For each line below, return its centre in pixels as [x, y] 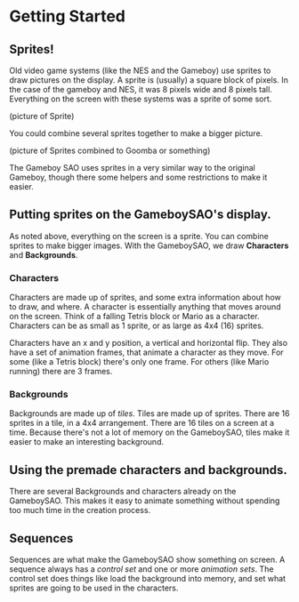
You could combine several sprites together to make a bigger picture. [136, 133]
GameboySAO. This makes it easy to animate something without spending [145, 501]
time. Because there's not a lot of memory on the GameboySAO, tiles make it [149, 432]
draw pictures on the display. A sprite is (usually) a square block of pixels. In [149, 80]
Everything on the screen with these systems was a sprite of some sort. [141, 99]
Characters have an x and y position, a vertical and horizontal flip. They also [148, 343]
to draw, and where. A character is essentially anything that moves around [145, 307]
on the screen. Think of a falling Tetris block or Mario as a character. [134, 317]
